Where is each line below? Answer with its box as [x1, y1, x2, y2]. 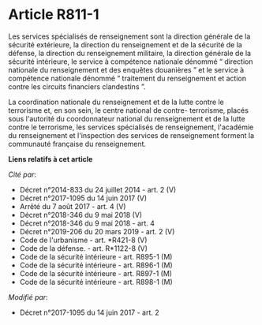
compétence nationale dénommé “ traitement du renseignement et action [8, 73, 247, 83]
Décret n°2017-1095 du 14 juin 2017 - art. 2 [19, 308, 159, 317]
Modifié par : [8, 292, 49, 301]
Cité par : [8, 170, 37, 179]
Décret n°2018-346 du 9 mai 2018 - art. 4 [19, 219, 155, 228]
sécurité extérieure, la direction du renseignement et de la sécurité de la [8, 39, 242, 49]
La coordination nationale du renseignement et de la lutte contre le [8, 97, 225, 106]
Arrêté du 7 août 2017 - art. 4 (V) [19, 201, 126, 211]
